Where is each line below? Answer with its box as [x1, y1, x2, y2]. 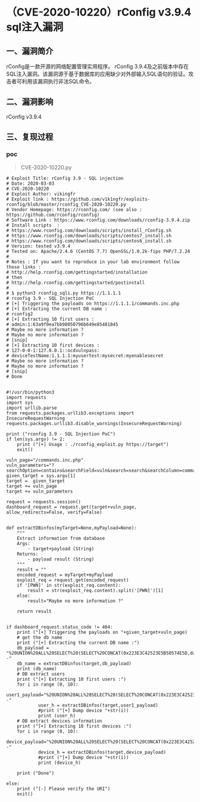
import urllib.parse [6, 405, 58, 411]
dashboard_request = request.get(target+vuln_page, [6, 504, 137, 510]
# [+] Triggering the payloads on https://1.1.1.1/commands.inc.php [6, 301, 180, 306]
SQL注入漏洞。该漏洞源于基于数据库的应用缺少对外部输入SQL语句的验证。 [6, 70, 189, 78]
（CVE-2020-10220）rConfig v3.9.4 [6, 5, 192, 19]
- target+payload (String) [27, 546, 95, 552]
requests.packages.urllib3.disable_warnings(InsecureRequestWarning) [6, 420, 183, 426]
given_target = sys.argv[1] [6, 472, 76, 479]
